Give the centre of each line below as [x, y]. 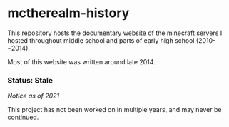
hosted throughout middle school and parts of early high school [101, 40]
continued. [23, 117]
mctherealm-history [68, 13]
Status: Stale [30, 80]
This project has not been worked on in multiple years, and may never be [114, 110]
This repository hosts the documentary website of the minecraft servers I [115, 33]
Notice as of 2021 [34, 96]
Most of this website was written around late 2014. [81, 61]
